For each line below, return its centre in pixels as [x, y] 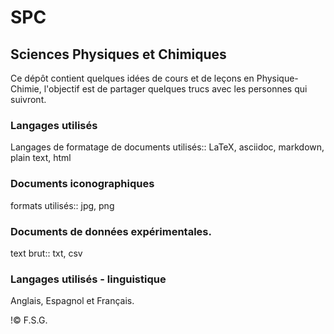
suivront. [28, 99]
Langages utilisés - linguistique [88, 279]
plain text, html [41, 158]
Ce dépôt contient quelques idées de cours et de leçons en [132, 78]
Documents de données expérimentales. [111, 231]
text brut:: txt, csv [46, 253]
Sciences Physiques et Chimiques [118, 54]
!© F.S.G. [29, 320]
